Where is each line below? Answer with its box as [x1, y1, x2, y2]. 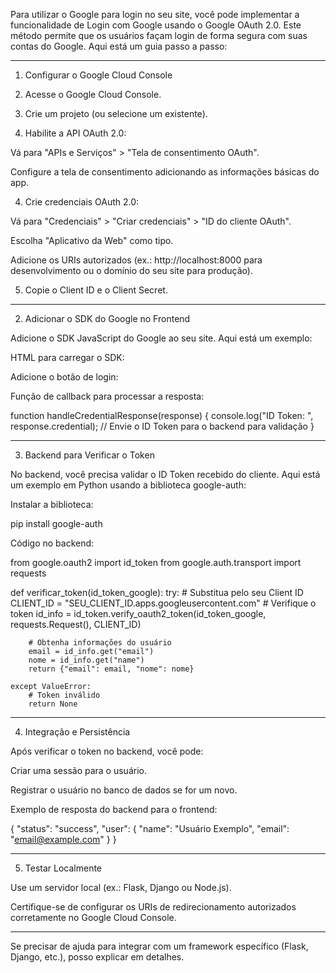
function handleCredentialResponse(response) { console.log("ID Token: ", [10, 410, 314, 421]
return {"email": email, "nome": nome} [28, 664, 195, 674]
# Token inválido [28, 690, 101, 700]
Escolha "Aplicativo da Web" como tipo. [10, 235, 174, 246]
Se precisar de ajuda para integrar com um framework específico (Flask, [10, 940, 309, 952]
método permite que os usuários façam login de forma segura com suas [10, 30, 308, 41]
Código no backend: [10, 537, 95, 549]
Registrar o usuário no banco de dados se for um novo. [10, 784, 238, 796]
